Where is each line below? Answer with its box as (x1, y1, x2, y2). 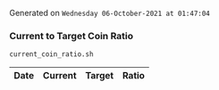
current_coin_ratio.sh (9, 50, 94, 59)
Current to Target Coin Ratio (9, 29, 134, 42)
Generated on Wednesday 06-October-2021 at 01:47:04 (9, 8, 210, 18)
